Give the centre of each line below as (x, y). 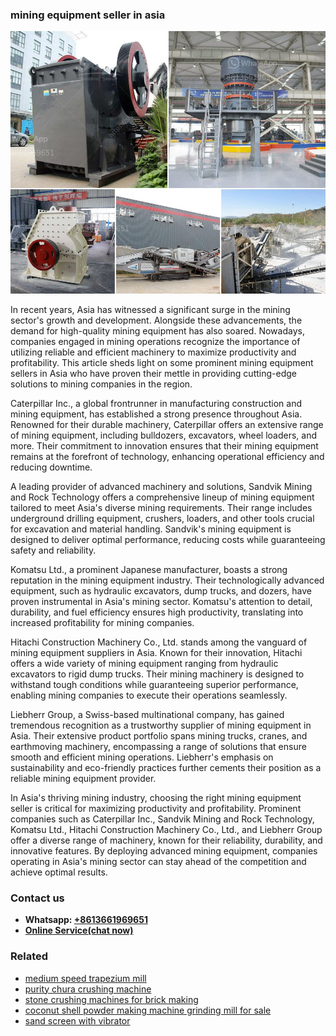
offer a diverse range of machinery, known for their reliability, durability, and (166, 840)
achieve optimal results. (59, 872)
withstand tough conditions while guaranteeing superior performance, (154, 684)
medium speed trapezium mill (85, 978)
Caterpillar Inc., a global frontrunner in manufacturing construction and (156, 403)
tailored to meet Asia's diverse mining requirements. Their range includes (161, 507)
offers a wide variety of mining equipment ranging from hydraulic (144, 663)
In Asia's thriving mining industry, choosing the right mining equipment (156, 797)
